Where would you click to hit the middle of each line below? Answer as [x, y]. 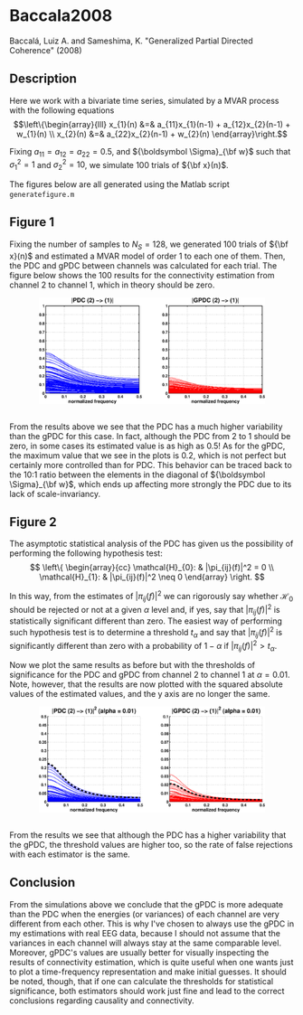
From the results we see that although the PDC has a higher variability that [148, 835]
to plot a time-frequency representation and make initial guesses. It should [148, 972]
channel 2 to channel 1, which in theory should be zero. [112, 285]
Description [43, 79]
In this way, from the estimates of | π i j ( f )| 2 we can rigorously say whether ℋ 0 [151, 597]
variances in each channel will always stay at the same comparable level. [146, 943]
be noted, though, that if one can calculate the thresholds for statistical [142, 981]
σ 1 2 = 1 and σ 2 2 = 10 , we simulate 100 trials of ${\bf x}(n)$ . [119, 164]
